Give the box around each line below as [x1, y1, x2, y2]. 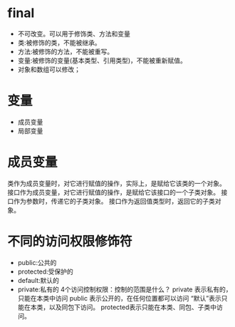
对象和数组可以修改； [17, 65, 80, 73]
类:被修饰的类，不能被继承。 [17, 38, 101, 47]
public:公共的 [17, 258, 57, 266]
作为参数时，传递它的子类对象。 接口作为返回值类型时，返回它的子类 [13, 197, 215, 205]
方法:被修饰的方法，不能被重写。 [17, 47, 114, 56]
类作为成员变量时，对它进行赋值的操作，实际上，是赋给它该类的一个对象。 [7, 179, 226, 187]
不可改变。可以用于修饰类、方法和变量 [17, 29, 130, 38]
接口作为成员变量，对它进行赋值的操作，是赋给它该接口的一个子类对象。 [7, 187, 219, 197]
